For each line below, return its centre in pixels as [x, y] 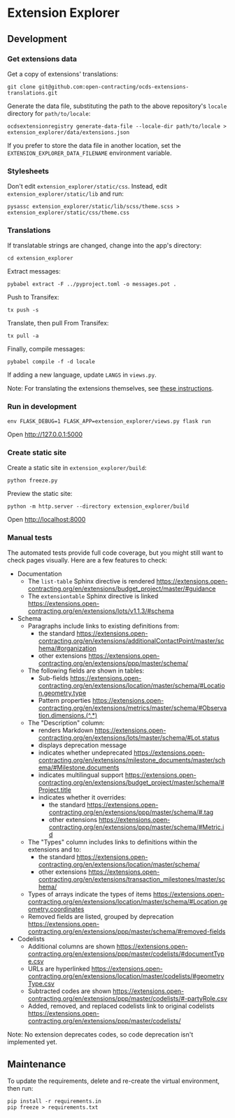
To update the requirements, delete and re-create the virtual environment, [114, 1081]
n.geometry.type [62, 693]
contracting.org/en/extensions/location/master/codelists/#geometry [126, 976]
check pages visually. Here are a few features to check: [87, 560]
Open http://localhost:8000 [47, 520]
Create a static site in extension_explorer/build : [77, 468]
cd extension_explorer [40, 258]
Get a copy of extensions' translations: [63, 74]
